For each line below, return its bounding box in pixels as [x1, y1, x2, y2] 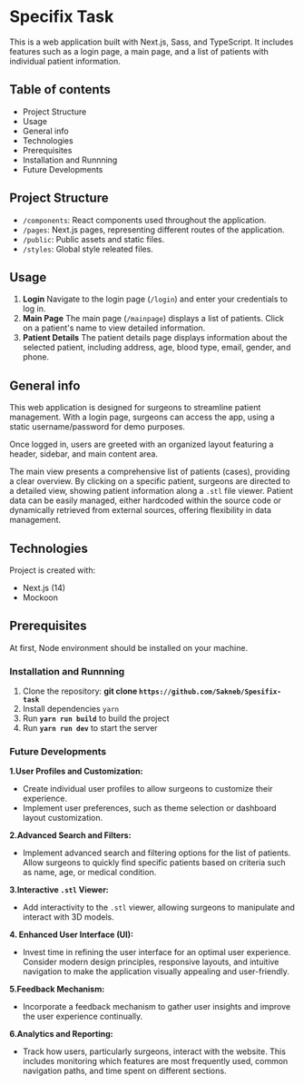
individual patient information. [9, 55, 121, 66]
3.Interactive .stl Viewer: [9, 884, 109, 895]
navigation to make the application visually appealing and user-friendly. [22, 966, 290, 977]
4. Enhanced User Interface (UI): [9, 929, 134, 941]
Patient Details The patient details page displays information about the [22, 332, 288, 343]
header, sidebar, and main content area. [9, 449, 159, 459]
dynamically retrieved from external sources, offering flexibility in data [9, 505, 272, 516]
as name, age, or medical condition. [22, 867, 157, 878]
